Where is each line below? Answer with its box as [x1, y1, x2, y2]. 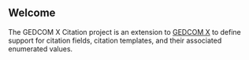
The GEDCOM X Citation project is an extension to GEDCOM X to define [8, 27, 242, 36]
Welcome [8, 6, 56, 20]
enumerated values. [8, 43, 73, 54]
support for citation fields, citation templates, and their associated [8, 36, 222, 45]
